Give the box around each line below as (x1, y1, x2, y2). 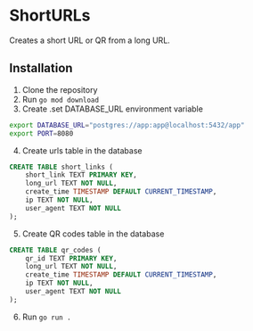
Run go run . (21, 311, 71, 322)
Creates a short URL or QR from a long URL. (9, 35, 171, 46)
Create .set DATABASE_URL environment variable (21, 103, 203, 114)
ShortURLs (9, 5, 91, 26)
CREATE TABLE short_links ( (9, 162, 114, 171)
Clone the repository (21, 84, 98, 95)
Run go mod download (21, 94, 100, 104)
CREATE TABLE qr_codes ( (9, 245, 102, 254)
